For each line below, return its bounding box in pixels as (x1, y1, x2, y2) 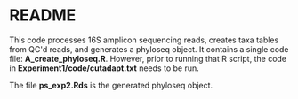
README (9, 5, 77, 26)
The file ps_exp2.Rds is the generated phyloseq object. (9, 80, 213, 90)
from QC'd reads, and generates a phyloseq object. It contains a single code (9, 43, 289, 54)
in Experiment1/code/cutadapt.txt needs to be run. (9, 63, 199, 73)
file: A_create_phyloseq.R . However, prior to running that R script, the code (9, 53, 287, 64)
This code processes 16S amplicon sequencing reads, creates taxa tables (9, 34, 279, 45)
